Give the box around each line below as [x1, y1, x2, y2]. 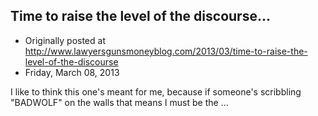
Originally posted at [24, 34, 106, 46]
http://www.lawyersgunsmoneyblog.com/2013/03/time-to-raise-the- [24, 45, 308, 57]
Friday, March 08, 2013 [24, 66, 120, 78]
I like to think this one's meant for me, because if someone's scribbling [10, 85, 302, 98]
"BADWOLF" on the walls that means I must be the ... [10, 96, 229, 108]
